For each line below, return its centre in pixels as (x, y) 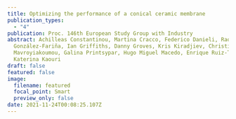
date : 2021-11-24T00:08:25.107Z (54, 105)
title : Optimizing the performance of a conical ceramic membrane (106, 14)
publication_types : (36, 20)
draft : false (26, 66)
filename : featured (42, 85)
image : (17, 79)
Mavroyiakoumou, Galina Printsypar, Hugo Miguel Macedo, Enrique (111, 53)
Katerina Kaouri (37, 59)
